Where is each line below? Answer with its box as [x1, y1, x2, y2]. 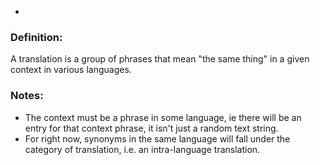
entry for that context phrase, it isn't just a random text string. [24, 122, 279, 134]
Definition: [10, 30, 63, 44]
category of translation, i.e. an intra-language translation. [24, 143, 261, 155]
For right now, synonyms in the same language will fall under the [24, 132, 291, 145]
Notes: [10, 89, 44, 103]
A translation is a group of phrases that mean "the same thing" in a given [10, 53, 310, 65]
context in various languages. [10, 64, 132, 76]
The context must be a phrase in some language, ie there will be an [24, 111, 302, 123]
